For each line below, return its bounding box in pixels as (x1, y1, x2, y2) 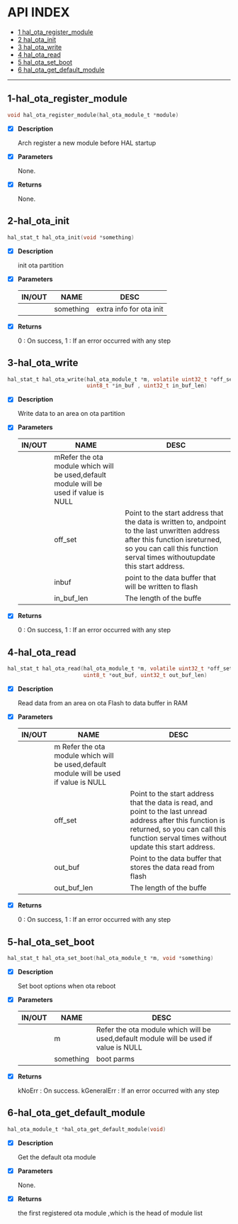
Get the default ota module (17, 1152, 96, 1161)
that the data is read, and (130, 798, 213, 807)
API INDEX (7, 4, 70, 21)
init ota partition (17, 260, 64, 270)
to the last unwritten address (125, 526, 220, 536)
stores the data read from (130, 863, 215, 873)
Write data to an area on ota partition (17, 409, 125, 418)
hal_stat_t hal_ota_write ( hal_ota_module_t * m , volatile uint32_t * (7, 375, 214, 383)
